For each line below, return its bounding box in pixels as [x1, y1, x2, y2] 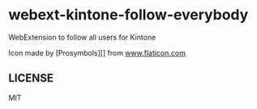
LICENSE [8, 71, 54, 86]
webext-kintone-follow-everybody [8, 6, 249, 24]
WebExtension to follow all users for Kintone [8, 32, 156, 42]
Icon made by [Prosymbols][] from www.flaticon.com [8, 48, 186, 57]
